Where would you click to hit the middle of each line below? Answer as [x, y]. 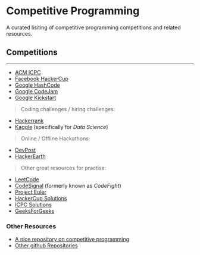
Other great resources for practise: [63, 168]
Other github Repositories [46, 245]
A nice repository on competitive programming [72, 240]
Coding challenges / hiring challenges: [68, 109]
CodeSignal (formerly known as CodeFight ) [68, 185]
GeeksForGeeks [35, 211]
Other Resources [31, 226]
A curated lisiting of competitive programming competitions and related [94, 27]
